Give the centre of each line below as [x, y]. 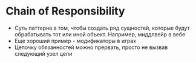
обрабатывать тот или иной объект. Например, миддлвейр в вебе [100, 34]
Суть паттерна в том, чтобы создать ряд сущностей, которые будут [102, 28]
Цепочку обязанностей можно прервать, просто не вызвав [91, 47]
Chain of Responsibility [65, 11]
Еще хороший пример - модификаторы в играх [75, 41]
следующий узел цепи [43, 53]
